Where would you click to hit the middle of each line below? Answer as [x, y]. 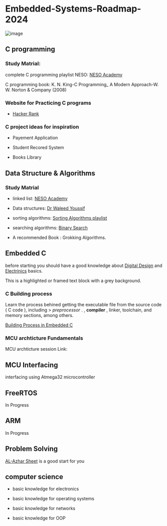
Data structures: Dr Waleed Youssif [49, 208]
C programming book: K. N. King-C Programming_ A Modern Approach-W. [82, 84]
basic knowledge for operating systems [53, 499]
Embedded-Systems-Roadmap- [73, 9]
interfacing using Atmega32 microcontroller [50, 377]
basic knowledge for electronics [46, 489]
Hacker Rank [26, 113]
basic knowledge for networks [44, 508]
